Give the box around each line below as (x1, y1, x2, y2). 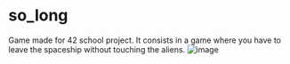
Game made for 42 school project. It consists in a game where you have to (8, 35, 282, 45)
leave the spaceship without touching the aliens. (8, 44, 186, 54)
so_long (8, 5, 68, 26)
